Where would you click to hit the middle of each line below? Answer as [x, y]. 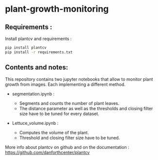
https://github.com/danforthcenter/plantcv [47, 152]
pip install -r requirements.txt [39, 52]
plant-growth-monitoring [57, 9]
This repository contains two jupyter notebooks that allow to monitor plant [79, 79]
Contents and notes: [37, 68]
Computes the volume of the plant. [54, 132]
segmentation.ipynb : [33, 94]
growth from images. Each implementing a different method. [65, 84]
